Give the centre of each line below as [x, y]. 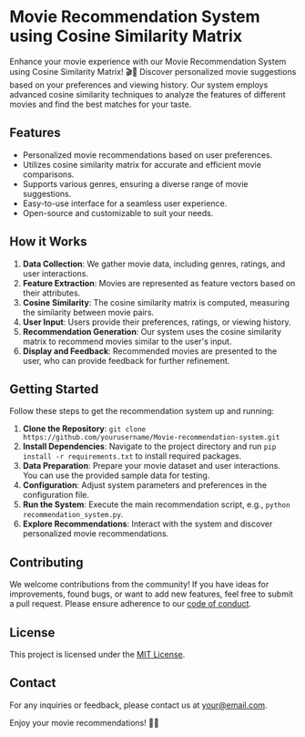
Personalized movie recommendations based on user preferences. [147, 155]
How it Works [48, 242]
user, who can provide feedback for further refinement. [126, 360]
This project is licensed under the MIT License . [97, 654]
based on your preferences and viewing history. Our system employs [139, 85]
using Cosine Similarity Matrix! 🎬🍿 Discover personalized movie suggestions [153, 71]
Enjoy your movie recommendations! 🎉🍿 [84, 722]
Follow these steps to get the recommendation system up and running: [142, 411]
